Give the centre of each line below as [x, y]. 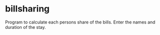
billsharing [28, 9]
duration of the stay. [26, 27]
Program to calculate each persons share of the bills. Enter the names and [80, 22]
